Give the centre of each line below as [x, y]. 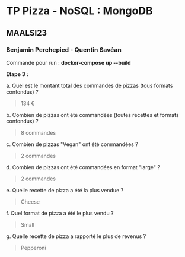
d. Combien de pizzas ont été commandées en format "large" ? [83, 167]
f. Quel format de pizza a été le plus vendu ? [60, 213]
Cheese [30, 202]
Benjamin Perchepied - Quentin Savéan [64, 50]
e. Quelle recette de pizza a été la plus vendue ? [65, 190]
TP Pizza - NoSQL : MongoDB [79, 11]
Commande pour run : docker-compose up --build [69, 62]
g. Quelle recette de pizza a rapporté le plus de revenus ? [76, 236]
